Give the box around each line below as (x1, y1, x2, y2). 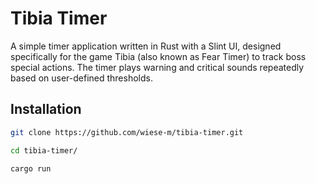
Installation (10, 101, 82, 118)
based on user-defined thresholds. (10, 72, 153, 84)
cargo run (10, 163, 52, 174)
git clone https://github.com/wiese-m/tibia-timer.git (10, 127, 244, 137)
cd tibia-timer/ (10, 145, 78, 156)
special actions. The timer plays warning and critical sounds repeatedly (10, 61, 305, 73)
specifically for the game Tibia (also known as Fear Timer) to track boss (10, 50, 307, 62)
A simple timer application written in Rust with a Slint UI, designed (10, 40, 282, 52)
